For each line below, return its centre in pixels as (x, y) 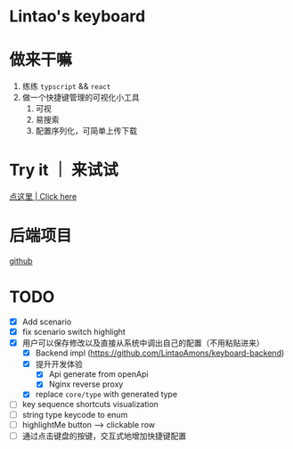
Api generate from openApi (98, 374)
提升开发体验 (59, 364)
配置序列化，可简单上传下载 (86, 131)
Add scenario (47, 322)
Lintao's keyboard (77, 16)
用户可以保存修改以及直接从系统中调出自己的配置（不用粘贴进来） (143, 343)
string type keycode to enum (75, 414)
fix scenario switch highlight (74, 332)
